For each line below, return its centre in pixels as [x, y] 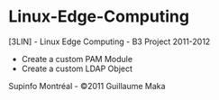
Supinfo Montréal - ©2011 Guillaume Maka [87, 86]
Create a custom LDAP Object [77, 68]
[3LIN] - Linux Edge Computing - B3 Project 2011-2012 [109, 41]
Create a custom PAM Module [77, 59]
